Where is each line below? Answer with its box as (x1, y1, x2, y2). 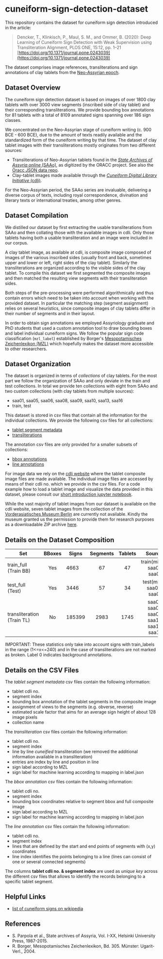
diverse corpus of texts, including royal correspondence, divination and (5, 192, 148, 198)
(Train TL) (7, 617, 30, 624)
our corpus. (5, 240, 29, 245)
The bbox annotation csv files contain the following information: (5, 779, 133, 785)
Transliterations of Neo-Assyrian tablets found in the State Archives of (12, 157, 153, 163)
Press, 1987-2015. (12, 938, 48, 943)
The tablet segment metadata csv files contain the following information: (5, 679, 150, 685)
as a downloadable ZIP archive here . (5, 522, 78, 527)
